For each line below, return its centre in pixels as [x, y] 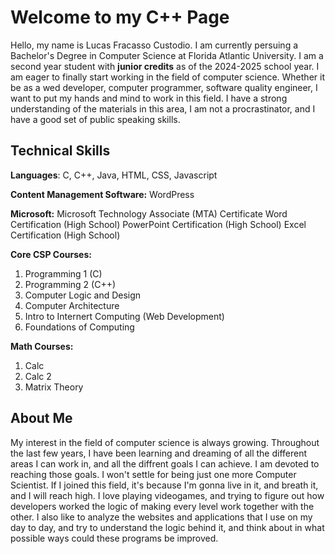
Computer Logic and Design [83, 295]
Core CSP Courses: [51, 254]
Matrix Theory [54, 387]
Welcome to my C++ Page [120, 17]
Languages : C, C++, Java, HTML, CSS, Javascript [114, 175]
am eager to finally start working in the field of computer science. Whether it [167, 77]
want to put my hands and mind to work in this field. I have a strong [149, 98]
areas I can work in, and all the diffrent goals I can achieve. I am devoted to [165, 463]
